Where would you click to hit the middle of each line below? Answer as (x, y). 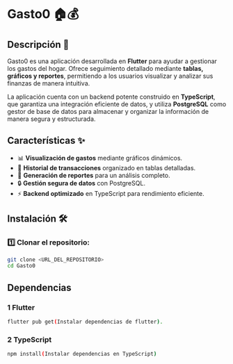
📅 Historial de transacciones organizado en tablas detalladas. (106, 167)
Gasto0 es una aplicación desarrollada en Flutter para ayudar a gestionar (112, 61)
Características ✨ (46, 141)
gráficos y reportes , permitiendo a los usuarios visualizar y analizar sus (110, 76)
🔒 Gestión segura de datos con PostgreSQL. (81, 183)
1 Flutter (21, 307)
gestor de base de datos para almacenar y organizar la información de (108, 111)
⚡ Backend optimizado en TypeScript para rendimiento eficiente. (111, 193)
